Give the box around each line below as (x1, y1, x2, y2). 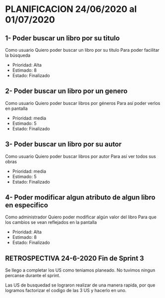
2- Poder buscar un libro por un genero (5, 87, 128, 96)
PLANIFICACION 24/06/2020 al (5, 3, 137, 15)
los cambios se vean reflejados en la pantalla (5, 219, 97, 225)
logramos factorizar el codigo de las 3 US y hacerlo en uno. (5, 288, 127, 294)
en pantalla (5, 105, 28, 111)
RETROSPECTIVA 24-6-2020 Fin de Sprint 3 (5, 254, 144, 262)
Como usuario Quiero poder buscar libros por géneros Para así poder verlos (5, 100, 161, 106)
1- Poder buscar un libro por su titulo (5, 34, 120, 42)
